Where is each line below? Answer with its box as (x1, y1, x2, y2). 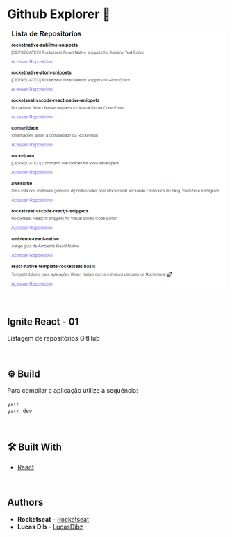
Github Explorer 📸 (7, 6, 111, 22)
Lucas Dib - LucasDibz (17, 522, 83, 531)
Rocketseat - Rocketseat (17, 515, 90, 523)
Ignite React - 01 (7, 316, 79, 328)
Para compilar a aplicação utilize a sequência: (7, 387, 138, 395)
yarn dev (7, 407, 33, 415)
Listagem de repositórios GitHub (7, 334, 100, 343)
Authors (7, 497, 44, 508)
